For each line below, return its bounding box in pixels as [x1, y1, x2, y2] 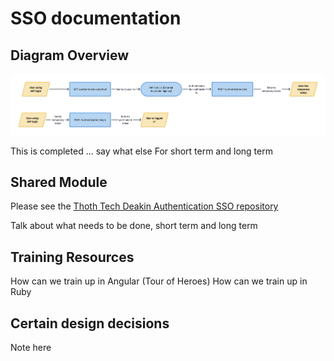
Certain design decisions [10, 315, 170, 332]
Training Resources [10, 248, 135, 266]
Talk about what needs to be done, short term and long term [10, 220, 258, 232]
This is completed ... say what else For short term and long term [10, 145, 273, 157]
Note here [10, 341, 52, 353]
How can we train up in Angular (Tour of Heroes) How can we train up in [10, 275, 308, 287]
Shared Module [10, 173, 108, 191]
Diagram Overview [10, 47, 130, 64]
